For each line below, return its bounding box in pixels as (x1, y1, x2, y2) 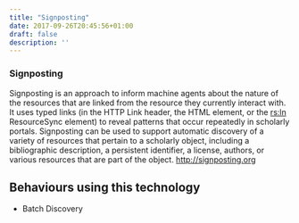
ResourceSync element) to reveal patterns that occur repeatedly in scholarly (9, 116, 290, 127)
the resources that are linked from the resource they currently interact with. (9, 97, 287, 108)
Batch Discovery (21, 203, 83, 214)
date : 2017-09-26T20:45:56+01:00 (9, 21, 134, 30)
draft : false (9, 29, 58, 38)
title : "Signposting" (9, 12, 90, 22)
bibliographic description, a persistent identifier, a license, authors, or (9, 145, 265, 155)
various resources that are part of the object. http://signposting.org (9, 153, 256, 165)
